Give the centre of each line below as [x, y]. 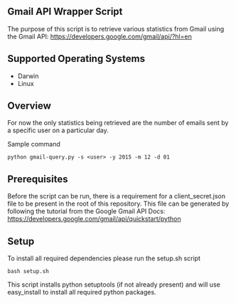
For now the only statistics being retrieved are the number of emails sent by [118, 123]
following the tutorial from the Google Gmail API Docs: [86, 211]
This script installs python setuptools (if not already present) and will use [114, 285]
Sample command [34, 144]
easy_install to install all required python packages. [82, 292]
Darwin [28, 76]
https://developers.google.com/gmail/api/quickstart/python [94, 219]
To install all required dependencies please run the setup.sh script [104, 258]
